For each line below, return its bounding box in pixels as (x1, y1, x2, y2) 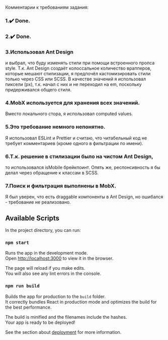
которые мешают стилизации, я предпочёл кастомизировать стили (5, 71, 151, 77)
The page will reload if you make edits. (5, 265, 86, 271)
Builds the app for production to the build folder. (5, 293, 106, 300)
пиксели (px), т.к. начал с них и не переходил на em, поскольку (5, 81, 142, 87)
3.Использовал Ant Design (5, 48, 74, 55)
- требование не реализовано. (5, 199, 71, 205)
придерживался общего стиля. (5, 87, 72, 93)
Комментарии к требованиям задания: (5, 5, 89, 10)
